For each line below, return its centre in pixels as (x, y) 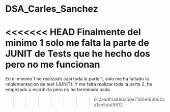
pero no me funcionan (53, 65)
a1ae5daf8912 (108, 105)
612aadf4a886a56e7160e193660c (130, 99)
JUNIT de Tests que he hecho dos (78, 54)
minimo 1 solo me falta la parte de (77, 43)
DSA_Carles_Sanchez (52, 9)
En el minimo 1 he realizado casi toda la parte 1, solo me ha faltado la (77, 79)
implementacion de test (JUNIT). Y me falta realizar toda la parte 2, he (79, 84)
